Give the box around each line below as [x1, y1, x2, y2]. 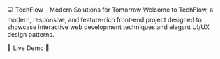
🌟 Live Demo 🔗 [7, 44, 50, 52]
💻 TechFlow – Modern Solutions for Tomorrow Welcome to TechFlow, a [7, 6, 214, 14]
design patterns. [7, 31, 54, 38]
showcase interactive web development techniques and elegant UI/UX [7, 23, 210, 31]
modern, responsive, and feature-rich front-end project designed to [7, 16, 203, 24]
